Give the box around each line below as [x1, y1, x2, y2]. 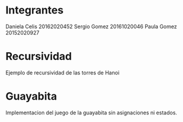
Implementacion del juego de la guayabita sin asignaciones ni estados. [5, 109, 178, 116]
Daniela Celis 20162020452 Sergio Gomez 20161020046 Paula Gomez [5, 23, 178, 30]
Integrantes [5, 4, 64, 17]
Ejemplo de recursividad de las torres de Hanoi [5, 69, 120, 76]
